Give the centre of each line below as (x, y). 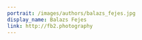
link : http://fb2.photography (50, 26)
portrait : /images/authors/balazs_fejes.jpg (71, 13)
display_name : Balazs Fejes (47, 20)
